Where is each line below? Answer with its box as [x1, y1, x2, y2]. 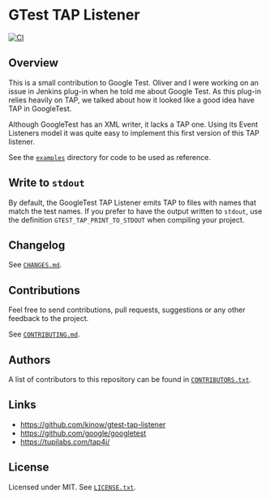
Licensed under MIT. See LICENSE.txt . [8, 482, 136, 492]
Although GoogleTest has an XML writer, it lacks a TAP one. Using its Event [8, 119, 259, 129]
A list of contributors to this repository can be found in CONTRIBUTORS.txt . [8, 375, 251, 384]
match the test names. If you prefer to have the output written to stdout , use [8, 206, 263, 216]
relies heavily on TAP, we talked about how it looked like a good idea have [8, 95, 255, 105]
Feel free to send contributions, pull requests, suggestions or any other [8, 305, 246, 315]
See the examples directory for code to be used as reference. [8, 152, 211, 162]
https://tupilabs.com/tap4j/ [19, 436, 110, 446]
